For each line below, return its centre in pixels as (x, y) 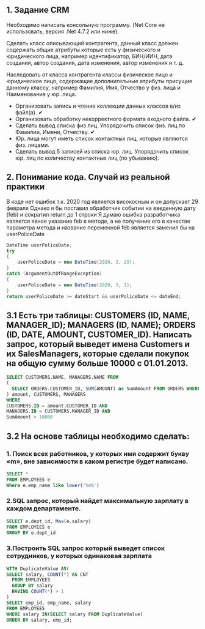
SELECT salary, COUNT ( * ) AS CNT (47, 575)
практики (26, 187)
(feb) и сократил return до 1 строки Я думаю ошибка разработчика (93, 214)
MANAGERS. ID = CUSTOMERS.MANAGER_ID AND (59, 411)
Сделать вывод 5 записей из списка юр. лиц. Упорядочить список (102, 151)
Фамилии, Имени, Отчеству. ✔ (55, 132)
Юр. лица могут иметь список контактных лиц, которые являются (101, 138)
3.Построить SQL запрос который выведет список (86, 548)
